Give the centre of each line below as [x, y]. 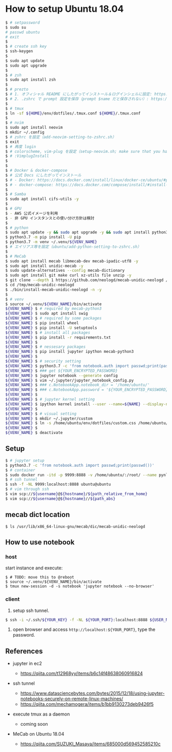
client [13, 599]
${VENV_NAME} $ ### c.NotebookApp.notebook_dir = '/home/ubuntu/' [78, 385]
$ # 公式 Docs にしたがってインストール [44, 175]
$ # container [20, 470]
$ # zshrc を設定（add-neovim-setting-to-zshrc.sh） [61, 137]
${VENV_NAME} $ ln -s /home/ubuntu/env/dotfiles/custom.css [71, 423]
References [24, 651]
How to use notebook [40, 542]
